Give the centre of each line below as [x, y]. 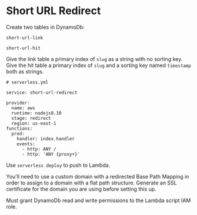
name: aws [23, 108]
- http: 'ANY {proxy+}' [51, 154]
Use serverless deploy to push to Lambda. [58, 165]
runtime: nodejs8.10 [36, 113]
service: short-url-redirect [42, 92]
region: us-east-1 [34, 123]
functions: [19, 128]
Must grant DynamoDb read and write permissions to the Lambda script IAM [98, 200]
